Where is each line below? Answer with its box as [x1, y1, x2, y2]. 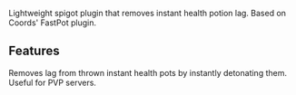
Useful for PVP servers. [8, 77, 97, 88]
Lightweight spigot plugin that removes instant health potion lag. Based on [8, 8, 287, 18]
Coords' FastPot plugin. [8, 17, 97, 28]
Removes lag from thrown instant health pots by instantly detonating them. [8, 67, 288, 78]
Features [8, 43, 60, 59]
